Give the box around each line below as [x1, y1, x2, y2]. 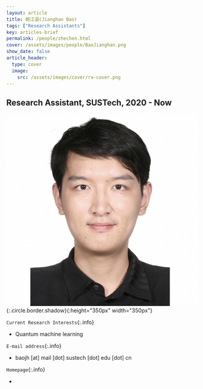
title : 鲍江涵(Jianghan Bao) [6, 16, 78, 23]
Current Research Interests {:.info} [6, 319, 94, 326]
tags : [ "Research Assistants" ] [6, 23, 86, 29]
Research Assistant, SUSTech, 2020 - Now [6, 98, 172, 108]
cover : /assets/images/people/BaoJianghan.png [6, 42, 126, 48]
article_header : [6, 55, 47, 61]
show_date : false [6, 49, 50, 55]
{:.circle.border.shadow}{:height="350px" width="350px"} [6, 307, 153, 314]
